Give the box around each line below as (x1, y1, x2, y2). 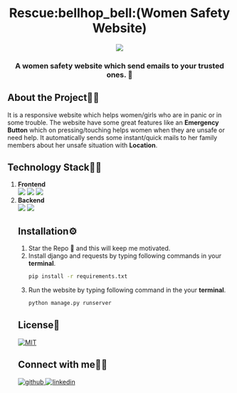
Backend (17, 196, 45, 205)
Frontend (17, 180, 46, 189)
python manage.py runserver (28, 300, 112, 307)
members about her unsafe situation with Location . (7, 141, 158, 149)
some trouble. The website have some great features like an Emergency (7, 118, 219, 126)
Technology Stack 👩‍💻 (7, 161, 102, 173)
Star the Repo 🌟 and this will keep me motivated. (28, 244, 171, 253)
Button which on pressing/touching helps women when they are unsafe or (7, 126, 226, 134)
